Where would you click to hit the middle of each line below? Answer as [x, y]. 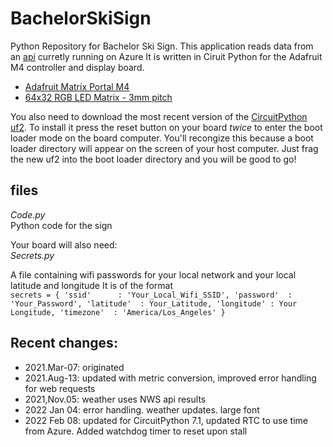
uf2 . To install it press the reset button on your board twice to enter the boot [166, 127]
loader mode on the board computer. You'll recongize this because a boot [162, 138]
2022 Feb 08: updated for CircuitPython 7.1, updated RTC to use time [166, 420]
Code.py [28, 214]
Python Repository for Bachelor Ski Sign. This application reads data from [162, 46]
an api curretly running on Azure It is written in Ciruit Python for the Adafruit [166, 56]
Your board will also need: [64, 244]
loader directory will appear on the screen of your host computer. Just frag [164, 148]
